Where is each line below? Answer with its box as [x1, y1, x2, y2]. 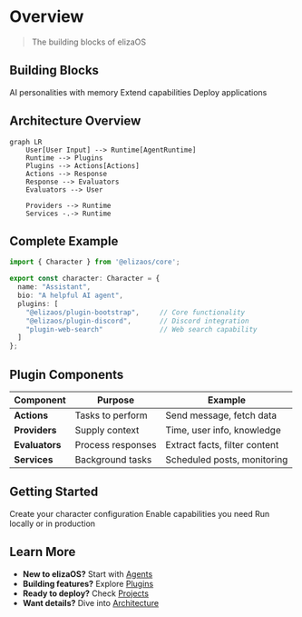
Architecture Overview [9, 114, 141, 129]
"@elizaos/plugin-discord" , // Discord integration [25, 316, 249, 325]
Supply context [74, 423, 140, 436]
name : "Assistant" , [17, 283, 92, 292]
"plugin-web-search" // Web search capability [25, 324, 258, 333]
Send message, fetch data [165, 409, 278, 422]
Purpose [96, 393, 135, 406]
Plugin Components [9, 366, 124, 383]
